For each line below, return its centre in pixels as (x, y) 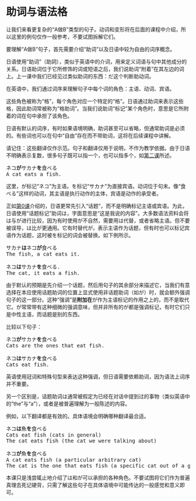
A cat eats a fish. (34, 174)
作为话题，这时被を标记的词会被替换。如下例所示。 (72, 235)
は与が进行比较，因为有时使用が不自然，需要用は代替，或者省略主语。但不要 (98, 220)
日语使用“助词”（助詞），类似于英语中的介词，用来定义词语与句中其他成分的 (97, 62)
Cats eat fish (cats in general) (54, 435)
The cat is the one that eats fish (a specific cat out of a (95, 466)
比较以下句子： (24, 326)
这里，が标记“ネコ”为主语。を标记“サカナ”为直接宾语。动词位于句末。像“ (93, 186)
